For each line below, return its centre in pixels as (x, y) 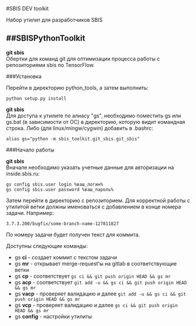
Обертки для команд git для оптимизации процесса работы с (83, 59)
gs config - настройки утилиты (53, 316)
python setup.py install (36, 98)
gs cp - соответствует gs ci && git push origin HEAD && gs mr (92, 276)
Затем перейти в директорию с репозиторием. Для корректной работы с (98, 200)
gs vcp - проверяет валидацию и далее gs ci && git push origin (96, 305)
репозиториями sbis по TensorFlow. (50, 65)
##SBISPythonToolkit (46, 38)
